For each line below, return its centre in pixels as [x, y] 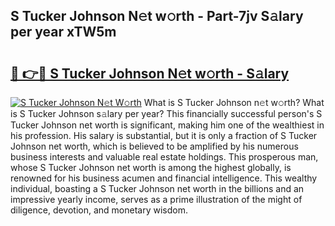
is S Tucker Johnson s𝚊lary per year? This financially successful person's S [166, 113]
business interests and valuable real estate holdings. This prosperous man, [164, 157]
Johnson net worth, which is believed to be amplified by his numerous [154, 146]
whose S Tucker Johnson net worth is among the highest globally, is [151, 167]
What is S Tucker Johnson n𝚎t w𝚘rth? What [234, 102]
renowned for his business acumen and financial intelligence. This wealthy [164, 178]
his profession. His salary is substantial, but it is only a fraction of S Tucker [164, 135]
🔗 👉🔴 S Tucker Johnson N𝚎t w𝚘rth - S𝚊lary [150, 73]
